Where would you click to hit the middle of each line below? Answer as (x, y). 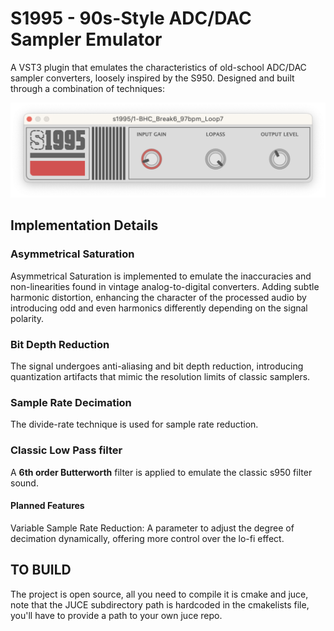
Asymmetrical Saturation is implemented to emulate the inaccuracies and (161, 276)
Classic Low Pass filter (66, 450)
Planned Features (47, 506)
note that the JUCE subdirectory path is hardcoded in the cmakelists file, (160, 604)
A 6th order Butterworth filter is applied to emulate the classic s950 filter (161, 472)
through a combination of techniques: (87, 88)
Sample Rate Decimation (71, 402)
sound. (24, 483)
